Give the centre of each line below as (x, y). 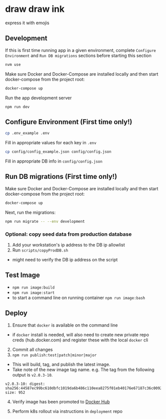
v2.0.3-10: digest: (25, 384)
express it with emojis (27, 23)
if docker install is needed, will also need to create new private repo (81, 335)
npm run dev (17, 107)
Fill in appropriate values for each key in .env (51, 143)
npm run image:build (33, 288)
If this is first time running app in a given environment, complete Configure (81, 50)
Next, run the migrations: (30, 212)
